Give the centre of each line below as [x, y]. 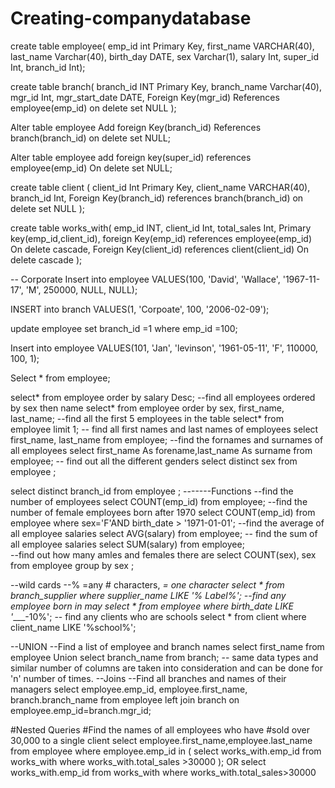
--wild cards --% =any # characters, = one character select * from [147, 584]
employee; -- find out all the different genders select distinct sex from [154, 461]
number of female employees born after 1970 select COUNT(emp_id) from [163, 512]
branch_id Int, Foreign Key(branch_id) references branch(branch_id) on [157, 198]
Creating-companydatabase [131, 18]
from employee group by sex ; [72, 565]
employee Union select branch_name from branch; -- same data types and [164, 657]
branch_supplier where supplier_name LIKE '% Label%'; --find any [148, 595]
